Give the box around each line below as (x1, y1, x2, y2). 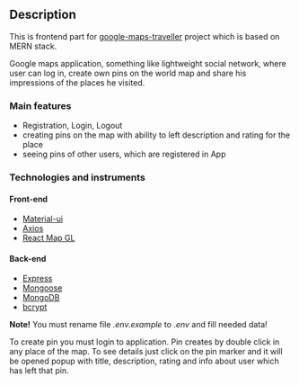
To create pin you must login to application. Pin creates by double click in (9, 336, 280, 347)
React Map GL (22, 233, 75, 244)
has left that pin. (9, 365, 69, 376)
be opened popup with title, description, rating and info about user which (9, 355, 280, 367)
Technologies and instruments (9, 171, 145, 184)
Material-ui (22, 213, 64, 224)
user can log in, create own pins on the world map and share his (9, 67, 247, 78)
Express (22, 273, 53, 284)
